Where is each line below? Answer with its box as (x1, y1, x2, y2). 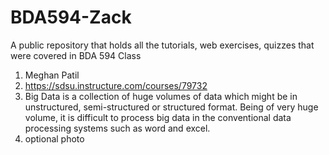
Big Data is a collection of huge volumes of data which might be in (24, 90, 298, 102)
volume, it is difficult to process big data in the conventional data (24, 111, 292, 123)
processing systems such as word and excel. (24, 122, 211, 134)
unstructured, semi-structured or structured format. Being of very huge (24, 101, 319, 113)
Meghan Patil (24, 69, 80, 81)
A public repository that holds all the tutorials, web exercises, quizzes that (10, 39, 315, 51)
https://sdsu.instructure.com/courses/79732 (24, 79, 208, 91)
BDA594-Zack (10, 6, 132, 29)
